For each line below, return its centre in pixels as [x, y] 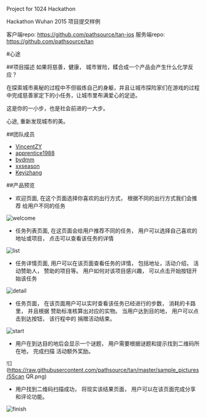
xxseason [27, 166]
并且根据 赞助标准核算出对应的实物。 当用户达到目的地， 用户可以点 [113, 311]
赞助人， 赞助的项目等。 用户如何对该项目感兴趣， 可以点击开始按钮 [106, 271]
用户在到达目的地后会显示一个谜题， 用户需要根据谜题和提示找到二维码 [105, 343]
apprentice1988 [35, 153]
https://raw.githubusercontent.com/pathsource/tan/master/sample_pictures [104, 370]
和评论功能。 [31, 397]
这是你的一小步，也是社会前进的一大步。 [57, 108]
